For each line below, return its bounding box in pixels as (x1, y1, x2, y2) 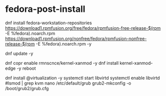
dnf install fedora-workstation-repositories (5, 20, 92, 26)
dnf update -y (5, 50, 34, 56)
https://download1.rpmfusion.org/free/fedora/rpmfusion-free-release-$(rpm (5, 25, 161, 31)
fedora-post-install (5, 3, 86, 15)
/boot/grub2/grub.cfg (5, 85, 49, 91)
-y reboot (16, 65, 36, 71)
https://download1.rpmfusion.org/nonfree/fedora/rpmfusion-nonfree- (5, 36, 147, 42)
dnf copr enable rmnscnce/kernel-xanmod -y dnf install (5, 60, 119, 66)
